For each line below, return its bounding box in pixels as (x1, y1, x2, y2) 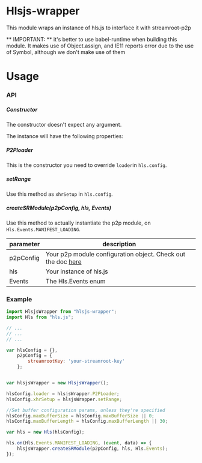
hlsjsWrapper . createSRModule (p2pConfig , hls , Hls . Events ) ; (17, 446, 168, 452)
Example (6, 295, 32, 303)
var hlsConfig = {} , (6, 347, 58, 353)
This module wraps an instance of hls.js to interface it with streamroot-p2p (6, 24, 191, 31)
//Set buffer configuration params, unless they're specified (6, 407, 165, 413)
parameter (9, 240, 40, 248)
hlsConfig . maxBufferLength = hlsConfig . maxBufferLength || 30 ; (6, 419, 168, 425)
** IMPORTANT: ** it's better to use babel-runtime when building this (6, 35, 177, 43)
